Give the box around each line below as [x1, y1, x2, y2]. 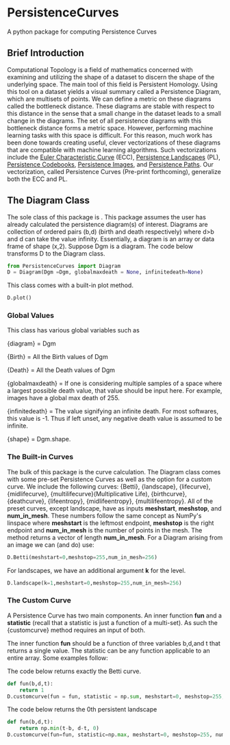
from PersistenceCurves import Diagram [7, 262, 121, 269]
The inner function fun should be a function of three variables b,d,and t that [7, 639, 221, 647]
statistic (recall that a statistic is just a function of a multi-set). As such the [7, 618, 218, 626]
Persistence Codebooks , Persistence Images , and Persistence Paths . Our [7, 160, 214, 169]
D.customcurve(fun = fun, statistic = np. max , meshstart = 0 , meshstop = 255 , [7, 731, 213, 738]
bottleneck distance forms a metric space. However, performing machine [7, 123, 214, 132]
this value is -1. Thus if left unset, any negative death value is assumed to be [7, 415, 222, 423]
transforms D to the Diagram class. [7, 249, 105, 258]
